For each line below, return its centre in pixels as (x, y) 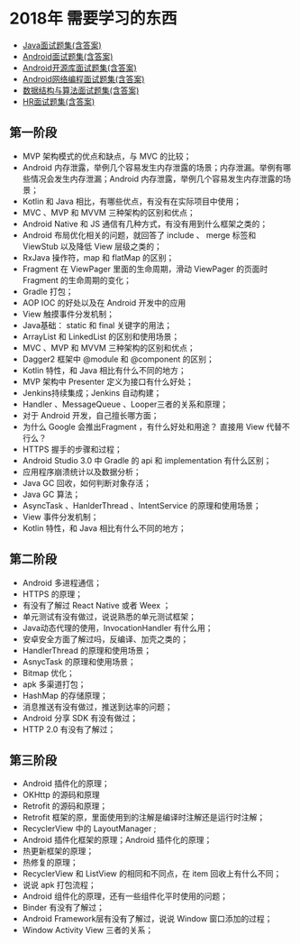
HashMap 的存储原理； (65, 695)
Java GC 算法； (51, 494)
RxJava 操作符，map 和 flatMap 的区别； (98, 257)
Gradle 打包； (48, 291)
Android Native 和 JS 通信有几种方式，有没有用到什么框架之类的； (145, 224)
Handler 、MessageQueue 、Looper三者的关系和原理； (125, 404)
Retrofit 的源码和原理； (65, 806)
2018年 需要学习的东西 (93, 18)
